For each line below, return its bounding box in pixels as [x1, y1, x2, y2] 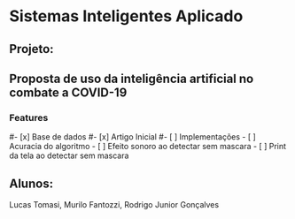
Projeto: [9, 42, 55, 57]
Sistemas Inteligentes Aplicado [9, 6, 244, 26]
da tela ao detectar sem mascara [9, 150, 129, 161]
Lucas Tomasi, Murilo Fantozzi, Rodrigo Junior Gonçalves [9, 200, 220, 210]
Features [9, 111, 49, 124]
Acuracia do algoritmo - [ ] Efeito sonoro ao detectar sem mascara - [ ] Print [9, 141, 286, 152]
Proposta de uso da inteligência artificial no [9, 71, 254, 86]
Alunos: [9, 176, 54, 191]
